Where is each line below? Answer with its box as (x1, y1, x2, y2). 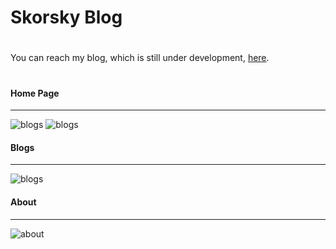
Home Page (10, 87, 60, 99)
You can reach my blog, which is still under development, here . (10, 52, 270, 64)
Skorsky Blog (10, 6, 123, 29)
